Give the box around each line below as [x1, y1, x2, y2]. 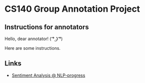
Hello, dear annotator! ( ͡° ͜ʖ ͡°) [4, 36, 63, 41]
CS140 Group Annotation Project [4, 3, 140, 15]
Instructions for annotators [4, 23, 89, 31]
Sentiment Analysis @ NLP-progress [11, 72, 85, 78]
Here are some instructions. [4, 45, 61, 51]
